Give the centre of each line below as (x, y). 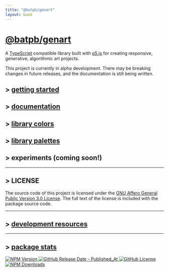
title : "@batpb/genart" (30, 10)
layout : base (19, 15)
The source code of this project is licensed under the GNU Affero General (81, 193)
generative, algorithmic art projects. (42, 59)
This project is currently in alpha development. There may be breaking (78, 68)
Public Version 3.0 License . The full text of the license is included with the (82, 198)
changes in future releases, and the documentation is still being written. (79, 74)
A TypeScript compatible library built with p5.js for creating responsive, (79, 53)
